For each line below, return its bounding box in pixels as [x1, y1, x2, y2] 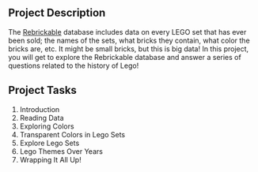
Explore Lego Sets [19, 138, 80, 148]
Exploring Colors [19, 122, 74, 131]
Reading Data [19, 113, 64, 122]
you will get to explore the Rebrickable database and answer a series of [8, 52, 241, 62]
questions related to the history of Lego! [8, 61, 139, 70]
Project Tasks [8, 84, 78, 97]
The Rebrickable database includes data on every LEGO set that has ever [8, 27, 247, 36]
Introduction [19, 104, 60, 114]
